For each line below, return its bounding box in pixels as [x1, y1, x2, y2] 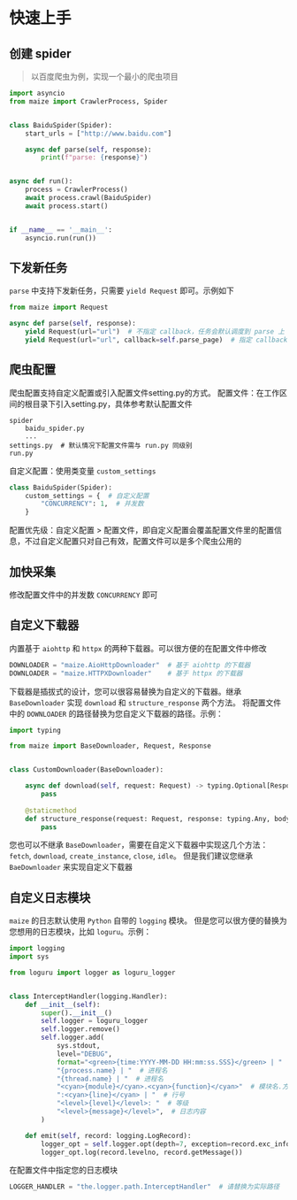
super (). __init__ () [41, 1008, 113, 1018]
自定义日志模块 [9, 890, 91, 905]
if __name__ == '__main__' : [9, 225, 113, 235]
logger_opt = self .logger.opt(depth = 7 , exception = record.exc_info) [41, 1139, 294, 1149]
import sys [9, 952, 49, 961]
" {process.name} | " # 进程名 [56, 1065, 168, 1075]
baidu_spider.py [25, 424, 86, 433]
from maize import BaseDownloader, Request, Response [9, 742, 212, 750]
